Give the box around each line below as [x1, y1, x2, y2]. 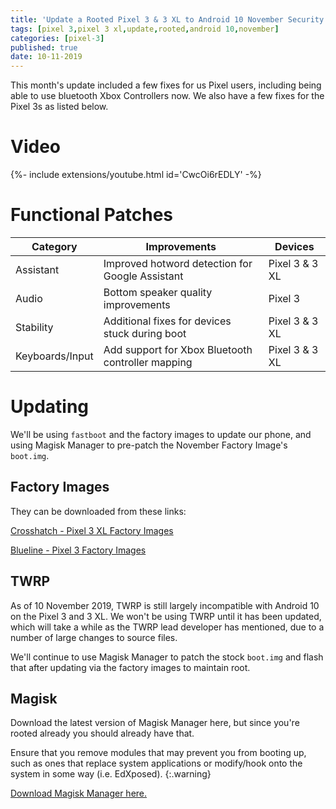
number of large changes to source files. [10, 631, 178, 643]
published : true [10, 42, 78, 53]
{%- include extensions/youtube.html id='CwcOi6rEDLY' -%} [10, 169, 262, 181]
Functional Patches [10, 204, 174, 226]
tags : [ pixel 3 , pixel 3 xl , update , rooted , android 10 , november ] [10, 24, 280, 34]
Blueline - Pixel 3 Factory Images [10, 544, 147, 556]
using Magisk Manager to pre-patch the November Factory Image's [10, 439, 288, 451]
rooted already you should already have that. [10, 727, 195, 740]
